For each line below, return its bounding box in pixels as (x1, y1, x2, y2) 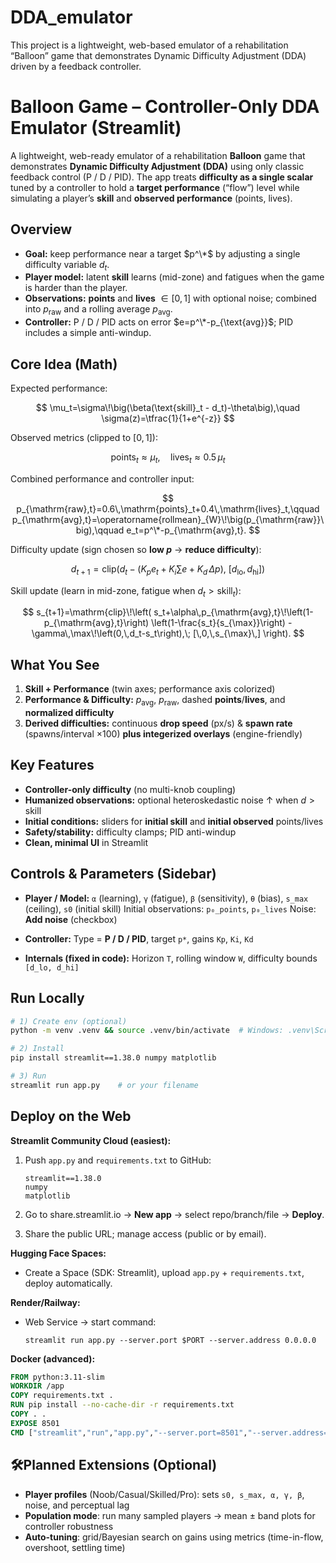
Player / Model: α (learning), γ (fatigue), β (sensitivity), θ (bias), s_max (24, 892, 309, 904)
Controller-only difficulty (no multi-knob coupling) (24, 783, 237, 795)
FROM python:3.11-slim (10, 1372, 105, 1382)
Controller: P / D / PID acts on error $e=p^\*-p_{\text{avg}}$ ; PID (24, 316, 294, 328)
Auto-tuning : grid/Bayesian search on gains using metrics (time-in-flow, (24, 1531, 324, 1543)
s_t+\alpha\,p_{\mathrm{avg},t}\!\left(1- (153, 606, 314, 618)
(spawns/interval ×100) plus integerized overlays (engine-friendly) (24, 728, 303, 740)
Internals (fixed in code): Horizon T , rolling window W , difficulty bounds (24, 952, 318, 964)
